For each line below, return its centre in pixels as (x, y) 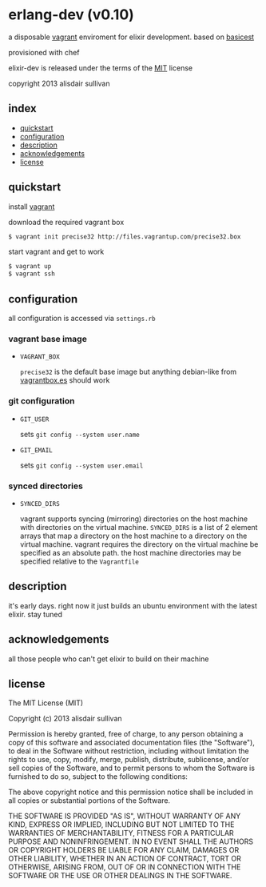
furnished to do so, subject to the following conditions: (98, 777)
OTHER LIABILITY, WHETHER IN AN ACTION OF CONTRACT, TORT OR (125, 859)
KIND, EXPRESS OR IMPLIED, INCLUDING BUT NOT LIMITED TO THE (121, 825)
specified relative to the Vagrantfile (79, 561)
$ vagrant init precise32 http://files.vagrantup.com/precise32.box (125, 237)
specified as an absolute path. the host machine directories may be (131, 552)
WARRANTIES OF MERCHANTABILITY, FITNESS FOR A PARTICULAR (121, 833)
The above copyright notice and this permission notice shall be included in (131, 792)
